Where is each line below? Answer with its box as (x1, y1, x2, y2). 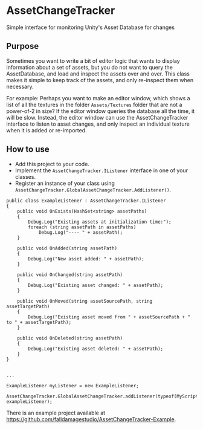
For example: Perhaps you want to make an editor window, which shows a (6, 94, 190, 102)
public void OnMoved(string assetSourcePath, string (17, 298, 153, 304)
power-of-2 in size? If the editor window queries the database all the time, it (6, 107, 195, 115)
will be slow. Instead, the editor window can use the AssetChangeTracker (6, 114, 188, 121)
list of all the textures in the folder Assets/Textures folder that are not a (6, 101, 182, 108)
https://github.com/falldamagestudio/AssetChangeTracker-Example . (6, 415, 176, 423)
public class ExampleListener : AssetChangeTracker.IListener (6, 198, 166, 204)
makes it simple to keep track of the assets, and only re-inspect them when (6, 76, 194, 83)
